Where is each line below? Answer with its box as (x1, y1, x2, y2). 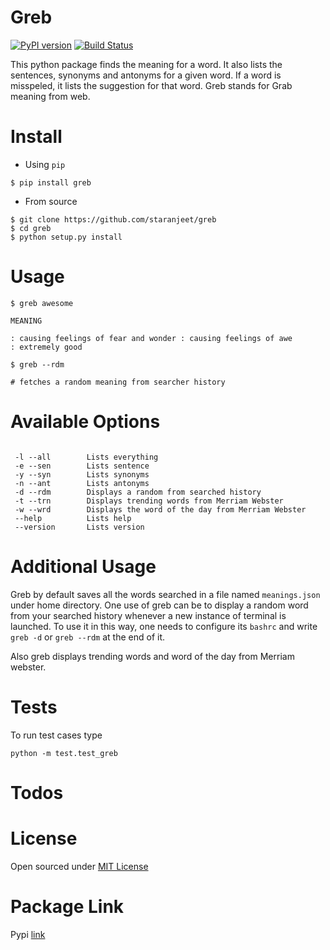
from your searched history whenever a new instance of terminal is (10, 609, 287, 621)
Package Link (10, 895, 125, 918)
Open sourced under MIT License (10, 860, 149, 872)
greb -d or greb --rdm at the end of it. (10, 631, 166, 643)
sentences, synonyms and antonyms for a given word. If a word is (10, 69, 282, 81)
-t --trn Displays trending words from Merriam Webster (14, 496, 284, 506)
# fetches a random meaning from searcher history (10, 377, 226, 387)
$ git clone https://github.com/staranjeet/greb (10, 214, 217, 225)
